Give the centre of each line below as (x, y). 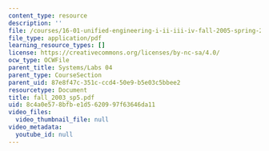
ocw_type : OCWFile (39, 61)
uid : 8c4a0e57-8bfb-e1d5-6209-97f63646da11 (82, 105)
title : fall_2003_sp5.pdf (51, 97)
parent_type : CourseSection (55, 75)
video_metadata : (35, 127)
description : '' (35, 23)
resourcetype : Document (48, 90)
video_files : (30, 113)
